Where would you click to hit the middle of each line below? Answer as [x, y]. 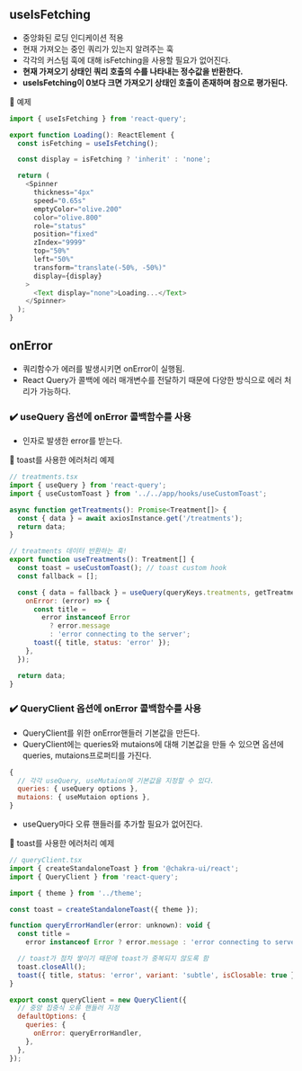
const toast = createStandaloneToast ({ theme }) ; [104, 909]
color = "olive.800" [67, 218]
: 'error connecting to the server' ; [120, 634]
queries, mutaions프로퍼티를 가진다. [87, 755]
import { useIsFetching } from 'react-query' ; [98, 119]
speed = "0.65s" [60, 201]
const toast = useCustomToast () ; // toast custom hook [122, 568]
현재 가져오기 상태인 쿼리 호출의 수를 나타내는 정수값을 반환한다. [133, 71]
